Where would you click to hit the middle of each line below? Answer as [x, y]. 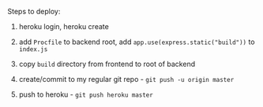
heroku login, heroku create [64, 26]
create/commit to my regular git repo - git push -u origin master [126, 79]
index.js [33, 50]
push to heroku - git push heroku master [86, 94]
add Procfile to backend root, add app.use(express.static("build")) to [137, 42]
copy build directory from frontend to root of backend [107, 64]
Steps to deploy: [34, 11]
